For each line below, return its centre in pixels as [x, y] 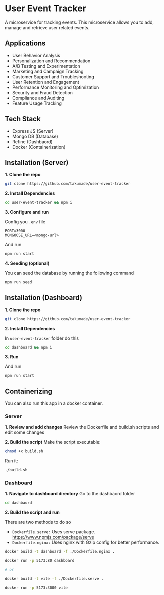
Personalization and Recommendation [51, 61]
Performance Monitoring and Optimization [56, 87]
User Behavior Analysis [36, 55]
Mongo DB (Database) [35, 136]
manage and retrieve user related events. [47, 27]
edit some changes [25, 432]
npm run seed [19, 282]
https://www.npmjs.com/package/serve [53, 537]
